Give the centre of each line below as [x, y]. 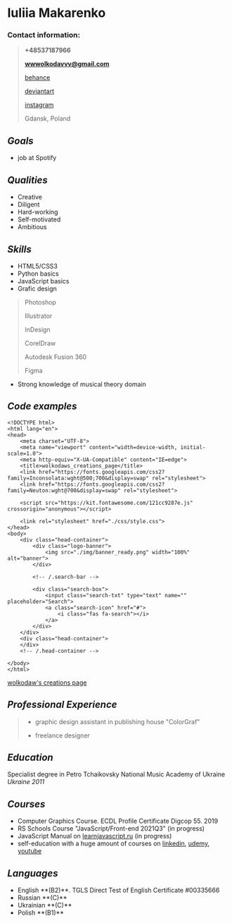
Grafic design [37, 288]
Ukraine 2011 [26, 782]
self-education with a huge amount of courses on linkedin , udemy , [113, 843]
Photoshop [40, 302]
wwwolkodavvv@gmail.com [67, 64]
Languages [33, 873]
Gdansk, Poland [47, 118]
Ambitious [32, 227]
